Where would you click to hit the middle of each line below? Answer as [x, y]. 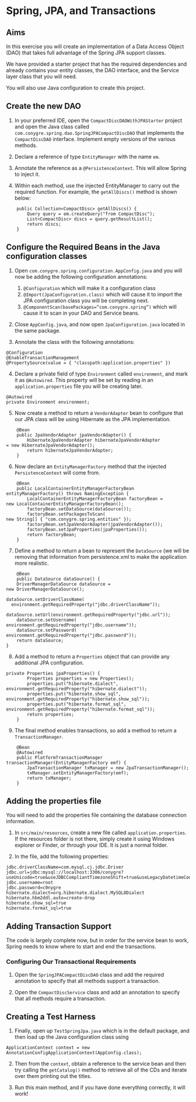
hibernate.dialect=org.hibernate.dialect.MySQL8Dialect [75, 893]
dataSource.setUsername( [47, 620]
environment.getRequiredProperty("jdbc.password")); [71, 635]
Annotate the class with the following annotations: [75, 342]
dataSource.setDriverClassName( [45, 599]
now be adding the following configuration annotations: [81, 277]
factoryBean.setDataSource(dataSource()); [79, 509]
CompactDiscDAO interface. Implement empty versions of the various [95, 139]
